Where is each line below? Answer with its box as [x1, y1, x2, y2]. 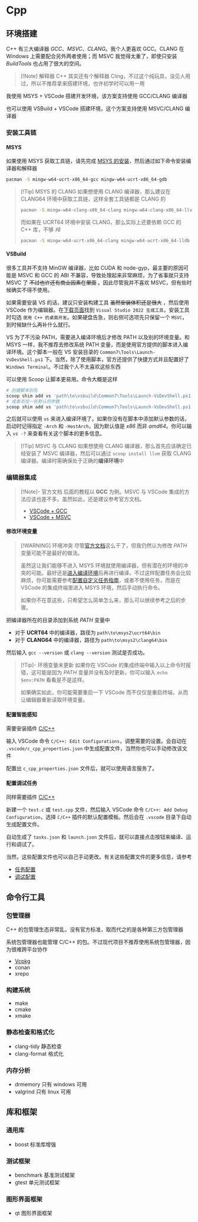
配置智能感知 [6, 710, 37, 718]
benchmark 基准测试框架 [14, 1171, 75, 1178]
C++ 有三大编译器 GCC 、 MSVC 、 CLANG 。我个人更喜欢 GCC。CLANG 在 [6, 45, 184, 52]
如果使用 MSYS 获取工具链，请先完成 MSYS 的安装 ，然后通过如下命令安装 [6, 158, 186, 165]
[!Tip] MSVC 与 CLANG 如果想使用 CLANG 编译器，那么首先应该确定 [20, 443, 187, 450]
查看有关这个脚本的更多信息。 [32, 430, 105, 437]
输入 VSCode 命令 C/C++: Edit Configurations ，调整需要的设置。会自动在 [6, 738, 187, 745]
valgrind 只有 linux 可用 [14, 1088, 71, 1095]
